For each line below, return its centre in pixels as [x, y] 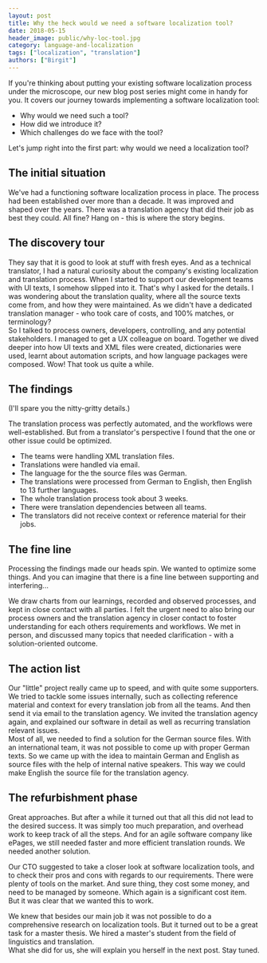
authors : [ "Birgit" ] [43, 61]
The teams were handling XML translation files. [97, 456]
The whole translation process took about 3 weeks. [104, 499]
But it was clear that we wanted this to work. [81, 901]
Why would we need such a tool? [74, 115]
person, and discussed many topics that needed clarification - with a [121, 635]
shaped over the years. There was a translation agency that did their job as [131, 209]
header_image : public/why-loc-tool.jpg [75, 38]
